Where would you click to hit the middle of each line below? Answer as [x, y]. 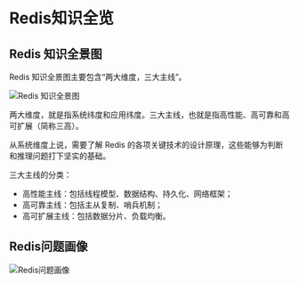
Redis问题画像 [48, 247]
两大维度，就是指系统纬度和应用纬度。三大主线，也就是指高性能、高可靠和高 [149, 115]
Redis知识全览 [61, 18]
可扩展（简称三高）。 [46, 126]
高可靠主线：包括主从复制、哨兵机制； [92, 205]
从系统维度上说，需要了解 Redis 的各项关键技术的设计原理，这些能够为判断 [146, 145]
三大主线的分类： [40, 175]
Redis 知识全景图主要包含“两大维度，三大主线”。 [98, 77]
